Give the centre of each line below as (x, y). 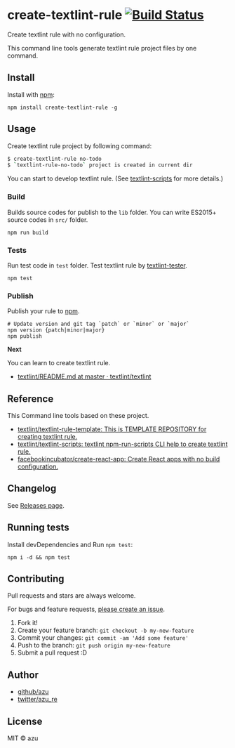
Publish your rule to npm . (43, 311)
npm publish (25, 336)
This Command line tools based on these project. (78, 416)
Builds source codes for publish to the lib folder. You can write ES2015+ (112, 212)
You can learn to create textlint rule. (59, 363)
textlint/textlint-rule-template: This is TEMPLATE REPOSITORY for (112, 429)
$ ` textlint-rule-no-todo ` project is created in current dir (100, 165)
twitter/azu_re (37, 700)
